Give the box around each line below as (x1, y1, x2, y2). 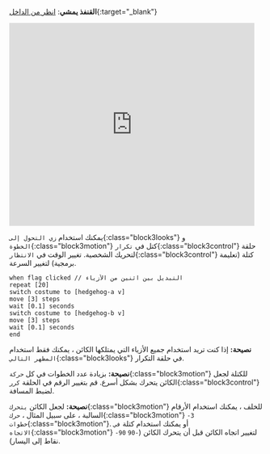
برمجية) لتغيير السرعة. (9, 259, 77, 267)
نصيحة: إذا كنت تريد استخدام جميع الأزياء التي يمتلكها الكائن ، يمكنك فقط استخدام (9, 345, 251, 354)
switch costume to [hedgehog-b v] (9, 309, 126, 317)
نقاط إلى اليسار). (9, 436, 61, 445)
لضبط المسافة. (9, 386, 55, 395)
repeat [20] (9, 281, 49, 289)
